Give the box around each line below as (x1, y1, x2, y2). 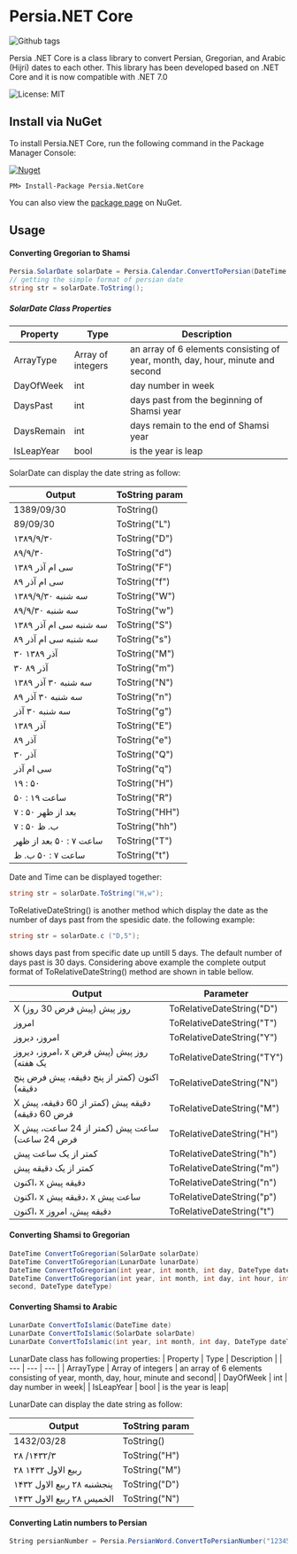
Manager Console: (9, 147, 77, 158)
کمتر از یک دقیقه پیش (13, 1162, 95, 1174)
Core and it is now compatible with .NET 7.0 (9, 71, 168, 82)
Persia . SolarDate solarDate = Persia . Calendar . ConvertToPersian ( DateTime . (9, 268, 291, 276)
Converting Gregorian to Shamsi (9, 247, 131, 258)
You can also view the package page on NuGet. (9, 197, 183, 207)
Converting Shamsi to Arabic (9, 1301, 118, 1312)
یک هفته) (13, 1056, 47, 1068)
